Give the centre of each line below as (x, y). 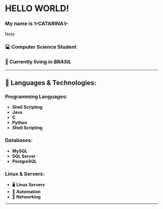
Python (20, 123)
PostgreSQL (24, 161)
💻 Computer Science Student (41, 47)
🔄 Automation (26, 192)
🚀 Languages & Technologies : (51, 83)
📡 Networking (26, 196)
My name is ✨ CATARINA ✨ (36, 24)
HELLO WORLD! (37, 8)
